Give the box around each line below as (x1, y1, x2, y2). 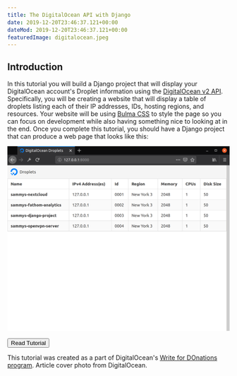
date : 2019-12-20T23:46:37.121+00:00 (7, 18, 119, 26)
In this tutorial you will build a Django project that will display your (7, 80, 197, 88)
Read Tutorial (11, 339, 47, 346)
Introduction (7, 61, 63, 73)
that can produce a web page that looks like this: (7, 132, 149, 141)
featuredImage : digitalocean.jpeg (7, 34, 109, 41)
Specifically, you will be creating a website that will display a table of (7, 95, 207, 103)
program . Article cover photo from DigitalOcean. (7, 360, 148, 369)
